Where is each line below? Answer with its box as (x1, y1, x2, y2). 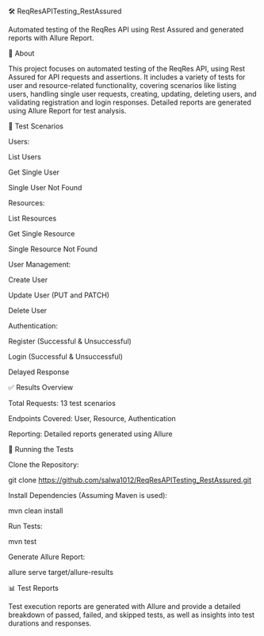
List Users (8, 152, 41, 161)
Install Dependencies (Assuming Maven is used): (8, 491, 168, 500)
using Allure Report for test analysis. (8, 106, 127, 115)
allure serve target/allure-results (8, 568, 113, 577)
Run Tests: (8, 522, 43, 531)
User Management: (8, 260, 71, 269)
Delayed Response (8, 367, 70, 377)
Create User (8, 275, 48, 284)
